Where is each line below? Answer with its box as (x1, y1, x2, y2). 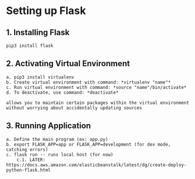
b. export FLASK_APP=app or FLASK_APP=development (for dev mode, (6, 142, 171, 147)
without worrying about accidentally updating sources (6, 105, 142, 111)
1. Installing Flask (6, 27, 70, 37)
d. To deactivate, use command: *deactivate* (6, 89, 119, 95)
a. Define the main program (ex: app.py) (6, 136, 109, 142)
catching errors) (6, 146, 48, 153)
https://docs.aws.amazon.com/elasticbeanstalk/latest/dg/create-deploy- (6, 162, 187, 168)
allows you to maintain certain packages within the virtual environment (6, 99, 190, 106)
